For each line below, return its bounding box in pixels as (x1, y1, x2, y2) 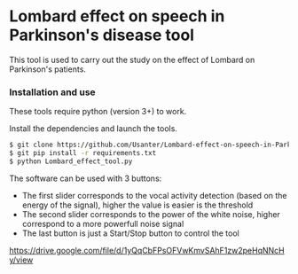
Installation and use (9, 86, 96, 98)
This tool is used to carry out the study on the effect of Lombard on (9, 54, 255, 65)
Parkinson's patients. (9, 64, 87, 74)
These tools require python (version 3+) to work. (9, 106, 187, 117)
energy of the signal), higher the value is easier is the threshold (21, 200, 254, 210)
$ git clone (9, 140, 53, 150)
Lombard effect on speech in (9, 6, 225, 27)
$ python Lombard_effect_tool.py (9, 157, 133, 166)
